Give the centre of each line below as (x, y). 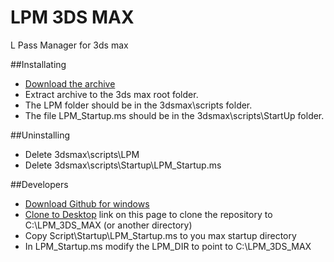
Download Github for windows (87, 203)
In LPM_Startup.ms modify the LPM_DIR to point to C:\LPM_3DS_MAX (168, 246)
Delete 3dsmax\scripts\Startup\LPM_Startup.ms (123, 165)
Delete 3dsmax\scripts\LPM (82, 154)
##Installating (38, 64)
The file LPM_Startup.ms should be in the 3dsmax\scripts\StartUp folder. (174, 115)
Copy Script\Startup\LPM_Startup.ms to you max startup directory (160, 235)
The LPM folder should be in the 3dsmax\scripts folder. (138, 105)
